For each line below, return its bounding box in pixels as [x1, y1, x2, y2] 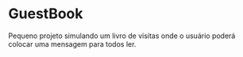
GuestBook [8, 5, 83, 23]
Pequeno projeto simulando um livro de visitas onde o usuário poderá [8, 31, 236, 40]
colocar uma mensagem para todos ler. [8, 39, 137, 48]
